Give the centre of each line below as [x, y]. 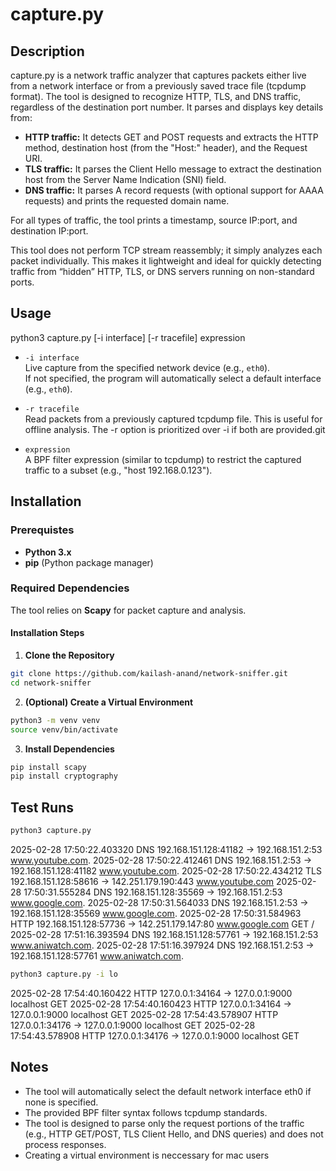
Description [47, 51]
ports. [22, 282]
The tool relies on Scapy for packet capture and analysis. [128, 610]
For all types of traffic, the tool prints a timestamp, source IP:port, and [154, 220]
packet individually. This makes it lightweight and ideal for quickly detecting [166, 261]
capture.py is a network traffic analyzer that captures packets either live [158, 75]
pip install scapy [48, 767]
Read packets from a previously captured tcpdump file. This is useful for [173, 419]
